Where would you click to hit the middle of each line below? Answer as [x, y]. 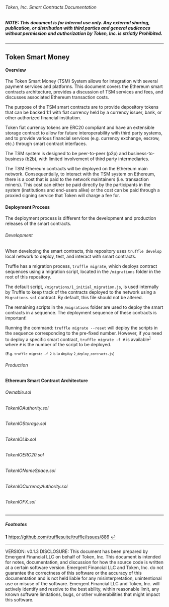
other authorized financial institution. [43, 118]
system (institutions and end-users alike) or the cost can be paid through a [82, 190]
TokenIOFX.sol [20, 502]
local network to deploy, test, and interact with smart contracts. [71, 256]
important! [16, 318]
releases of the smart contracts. [38, 224]
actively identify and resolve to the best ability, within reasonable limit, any [82, 589]
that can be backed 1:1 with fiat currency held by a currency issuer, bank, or [83, 112]
